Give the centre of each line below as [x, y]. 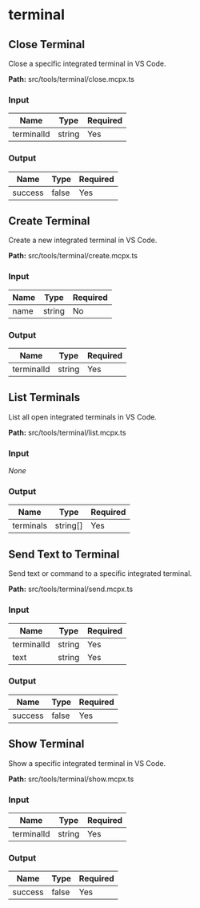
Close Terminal [47, 45]
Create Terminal [49, 221]
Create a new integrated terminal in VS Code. [83, 240]
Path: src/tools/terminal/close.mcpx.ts [71, 79]
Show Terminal [46, 744]
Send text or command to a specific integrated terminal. [100, 574]
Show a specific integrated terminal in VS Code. [87, 763]
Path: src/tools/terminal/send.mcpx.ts [71, 589]
